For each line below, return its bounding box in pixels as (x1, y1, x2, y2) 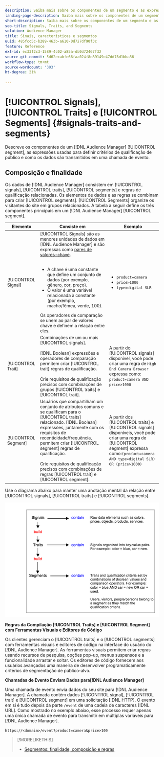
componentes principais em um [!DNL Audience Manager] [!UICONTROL (5, 207, 151, 213)
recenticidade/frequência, (40, 435, 92, 440)
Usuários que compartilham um (40, 399, 103, 404)
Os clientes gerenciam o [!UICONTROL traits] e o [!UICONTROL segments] (5, 636, 155, 642)
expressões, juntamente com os (40, 425, 104, 430)
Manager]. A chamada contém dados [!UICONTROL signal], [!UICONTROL (5, 691, 154, 697)
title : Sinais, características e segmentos (5, 34, 97, 39)
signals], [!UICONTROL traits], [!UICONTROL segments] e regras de (5, 186, 141, 193)
